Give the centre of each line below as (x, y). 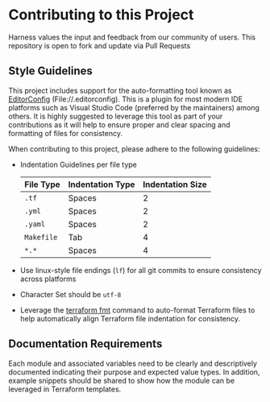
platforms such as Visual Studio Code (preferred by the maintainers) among (134, 107)
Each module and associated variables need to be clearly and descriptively (133, 363)
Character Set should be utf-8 (71, 294)
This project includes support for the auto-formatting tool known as (120, 90)
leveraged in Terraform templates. (65, 389)
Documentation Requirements (85, 344)
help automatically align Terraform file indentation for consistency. (130, 318)
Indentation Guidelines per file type (78, 164)
